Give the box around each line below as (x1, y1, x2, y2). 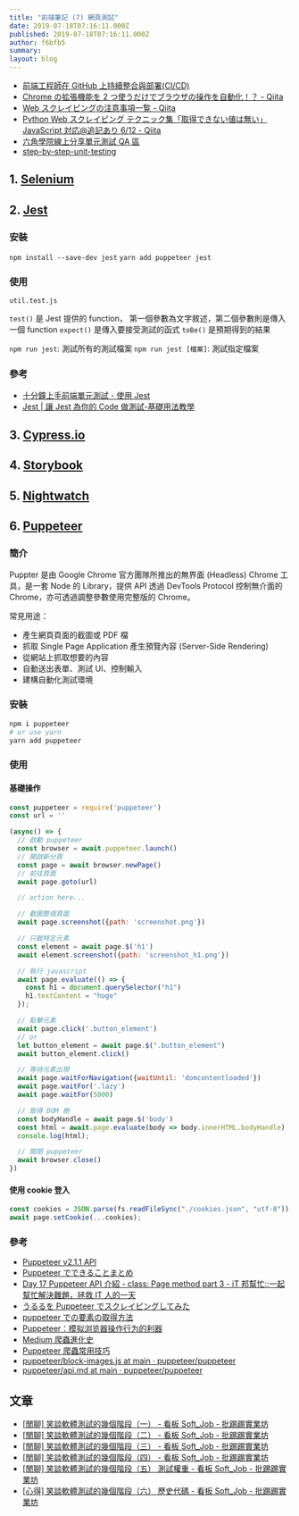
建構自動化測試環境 (21, 674, 94, 684)
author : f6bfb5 (9, 38, 66, 47)
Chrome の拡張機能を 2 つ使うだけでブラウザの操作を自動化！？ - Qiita (21, 91, 284, 102)
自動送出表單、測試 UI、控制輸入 (21, 663, 143, 674)
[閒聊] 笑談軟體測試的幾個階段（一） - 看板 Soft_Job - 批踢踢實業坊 (21, 1419, 270, 1429)
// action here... (17, 893, 87, 902)
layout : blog (9, 54, 58, 63)
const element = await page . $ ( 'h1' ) (17, 942, 154, 951)
